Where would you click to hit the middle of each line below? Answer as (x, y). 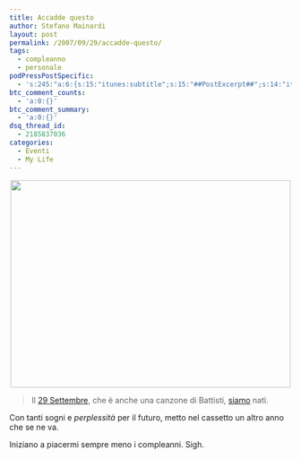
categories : (31, 143)
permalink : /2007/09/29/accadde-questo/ (86, 43)
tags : (19, 51)
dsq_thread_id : (38, 126)
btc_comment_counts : (48, 92)
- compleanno (42, 59)
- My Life (35, 159)
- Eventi (34, 151)
